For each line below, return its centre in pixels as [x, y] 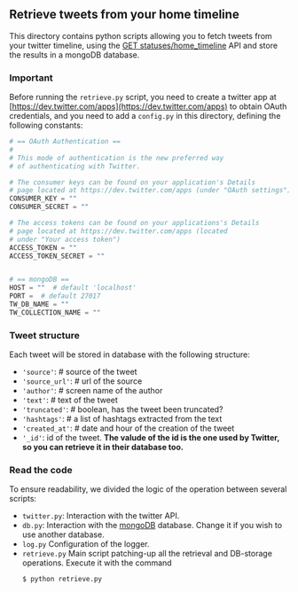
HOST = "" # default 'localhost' [73, 288]
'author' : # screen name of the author [92, 391]
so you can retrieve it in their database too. [102, 448]
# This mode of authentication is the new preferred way [117, 158]
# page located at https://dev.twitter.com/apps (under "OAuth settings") [150, 191]
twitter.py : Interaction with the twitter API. [101, 516]
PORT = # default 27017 [55, 296]
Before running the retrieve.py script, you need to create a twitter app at [143, 97]
